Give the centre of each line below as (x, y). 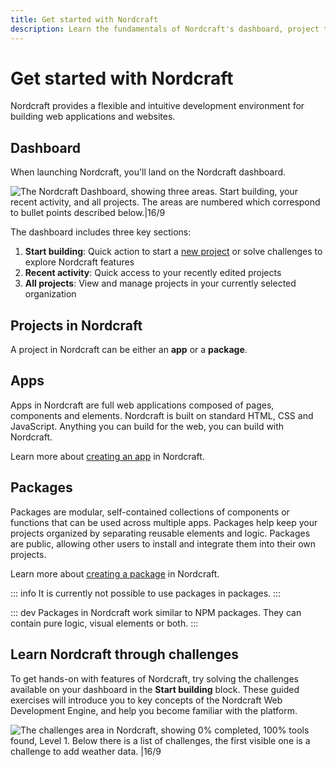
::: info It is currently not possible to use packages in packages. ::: (146, 593)
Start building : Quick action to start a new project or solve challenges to (173, 252)
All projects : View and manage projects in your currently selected (160, 283)
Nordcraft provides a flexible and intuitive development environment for (157, 106)
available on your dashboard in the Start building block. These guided (155, 689)
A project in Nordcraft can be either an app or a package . (129, 350)
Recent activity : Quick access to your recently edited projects (153, 273)
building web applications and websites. (93, 117)
